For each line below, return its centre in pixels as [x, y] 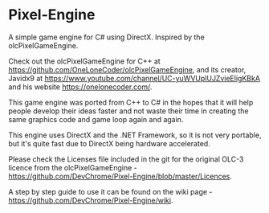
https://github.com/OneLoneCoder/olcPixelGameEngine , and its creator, [127, 69]
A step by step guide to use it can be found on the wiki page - [110, 191]
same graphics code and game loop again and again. [96, 119]
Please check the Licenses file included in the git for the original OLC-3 [126, 159]
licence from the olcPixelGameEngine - [73, 167]
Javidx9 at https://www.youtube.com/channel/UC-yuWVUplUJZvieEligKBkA [134, 78]
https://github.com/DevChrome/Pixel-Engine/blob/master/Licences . [120, 176]
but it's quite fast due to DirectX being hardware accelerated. [109, 143]
